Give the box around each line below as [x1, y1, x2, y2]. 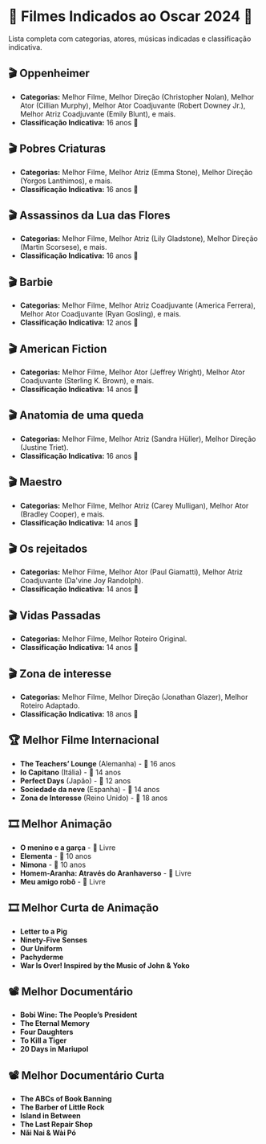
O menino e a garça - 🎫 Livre [19, 843, 116, 852]
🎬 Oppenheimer [8, 67, 91, 80]
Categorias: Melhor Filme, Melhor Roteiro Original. [19, 634, 187, 643]
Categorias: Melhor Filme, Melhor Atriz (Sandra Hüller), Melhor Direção [19, 434, 256, 443]
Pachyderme [19, 952, 64, 962]
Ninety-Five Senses [19, 935, 88, 945]
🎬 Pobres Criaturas [8, 142, 107, 156]
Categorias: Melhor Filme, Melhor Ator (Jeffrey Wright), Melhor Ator [19, 367, 246, 377]
